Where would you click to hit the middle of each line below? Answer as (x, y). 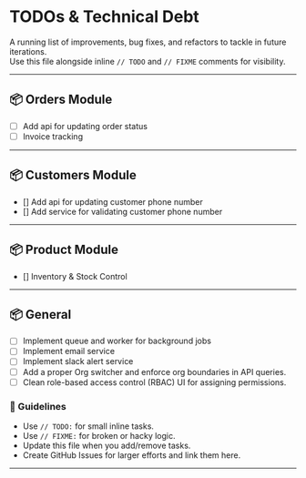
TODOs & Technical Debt (105, 17)
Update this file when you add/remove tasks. (107, 445)
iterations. (28, 51)
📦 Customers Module (73, 175)
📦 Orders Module (61, 100)
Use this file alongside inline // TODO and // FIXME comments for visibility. (148, 61)
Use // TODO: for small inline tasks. (88, 426)
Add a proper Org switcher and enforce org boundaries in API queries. (154, 371)
